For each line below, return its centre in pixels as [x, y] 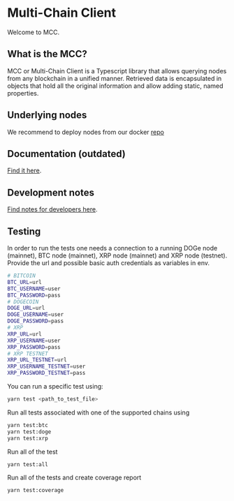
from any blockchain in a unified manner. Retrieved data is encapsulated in [115, 78]
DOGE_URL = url [26, 308]
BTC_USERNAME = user [34, 289]
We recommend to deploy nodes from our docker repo [86, 132]
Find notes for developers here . [52, 209]
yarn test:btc [28, 425]
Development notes [51, 192]
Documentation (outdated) [66, 154]
